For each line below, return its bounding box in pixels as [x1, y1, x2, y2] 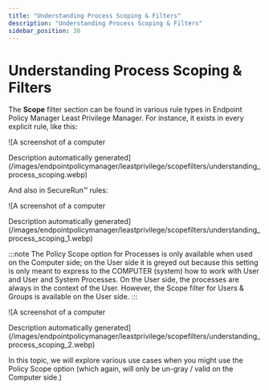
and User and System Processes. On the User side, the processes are [8, 274, 239, 285]
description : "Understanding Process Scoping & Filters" [8, 19, 203, 27]
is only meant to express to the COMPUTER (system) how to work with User [8, 266, 259, 276]
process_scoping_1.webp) [8, 234, 93, 243]
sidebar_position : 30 [8, 26, 81, 35]
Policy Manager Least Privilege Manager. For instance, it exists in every [8, 113, 244, 123]
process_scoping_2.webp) [8, 340, 96, 350]
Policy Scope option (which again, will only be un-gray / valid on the [8, 364, 234, 374]
